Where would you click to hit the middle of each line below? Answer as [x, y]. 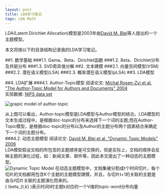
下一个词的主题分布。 [27, 132]
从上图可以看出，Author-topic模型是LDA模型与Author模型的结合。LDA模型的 [83, 114]
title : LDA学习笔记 [24, 14]
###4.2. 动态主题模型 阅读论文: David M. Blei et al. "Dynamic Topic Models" [82, 139]
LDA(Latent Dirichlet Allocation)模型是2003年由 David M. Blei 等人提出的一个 [81, 33]
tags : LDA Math [21, 19]
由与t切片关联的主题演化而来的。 [38, 181]
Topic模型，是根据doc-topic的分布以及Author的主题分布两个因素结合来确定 [81, 126]
